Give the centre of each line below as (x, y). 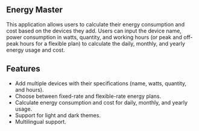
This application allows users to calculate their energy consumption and (96, 24)
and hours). (29, 90)
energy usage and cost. (36, 50)
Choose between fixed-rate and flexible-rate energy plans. (88, 96)
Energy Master (35, 10)
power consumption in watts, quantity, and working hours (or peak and (94, 37)
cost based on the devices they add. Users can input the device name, (94, 31)
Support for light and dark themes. (58, 115)
